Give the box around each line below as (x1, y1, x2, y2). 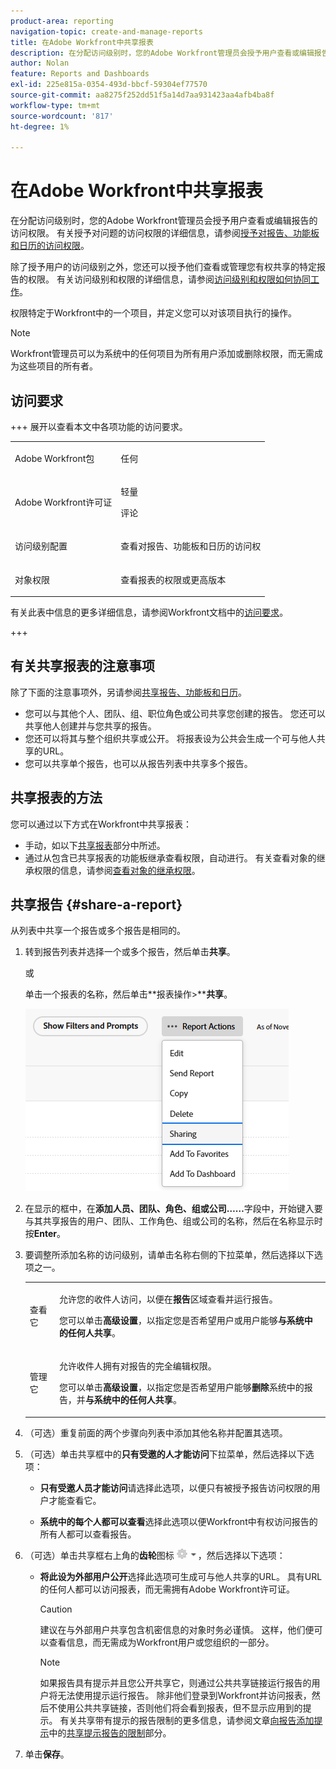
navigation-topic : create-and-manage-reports (10, 26, 203, 37)
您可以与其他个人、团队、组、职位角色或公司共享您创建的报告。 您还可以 (24, 707, 326, 719)
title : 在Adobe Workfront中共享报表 (10, 37, 154, 47)
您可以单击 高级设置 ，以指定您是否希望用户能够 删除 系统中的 (58, 1381, 305, 1394)
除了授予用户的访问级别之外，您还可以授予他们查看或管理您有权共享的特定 (10, 261, 317, 273)
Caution (39, 1603, 73, 1615)
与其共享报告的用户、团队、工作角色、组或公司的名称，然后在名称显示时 (24, 1215, 323, 1227)
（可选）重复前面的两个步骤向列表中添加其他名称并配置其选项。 (24, 1426, 288, 1439)
